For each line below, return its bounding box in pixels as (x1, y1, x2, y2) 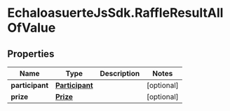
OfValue (7, 20, 56, 36)
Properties (7, 48, 55, 60)
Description (100, 69, 140, 78)
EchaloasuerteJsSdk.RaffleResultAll (7, 5, 224, 21)
